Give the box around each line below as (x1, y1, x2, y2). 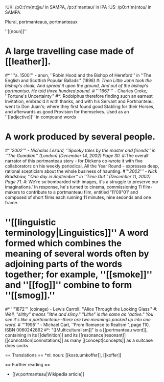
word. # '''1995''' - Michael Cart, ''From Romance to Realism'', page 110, (5, 322, 150, 327)
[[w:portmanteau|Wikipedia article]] (12, 371, 85, 377)
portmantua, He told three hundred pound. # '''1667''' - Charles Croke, (5, 88, 148, 94)
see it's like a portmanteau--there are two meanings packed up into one (5, 316, 151, 322)
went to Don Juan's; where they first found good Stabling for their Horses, (5, 103, 155, 109)
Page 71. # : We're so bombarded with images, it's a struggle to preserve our (5, 179, 159, 185)
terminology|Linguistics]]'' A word (5, 227, 149, 239)
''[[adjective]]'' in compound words (5, 114, 76, 120)
